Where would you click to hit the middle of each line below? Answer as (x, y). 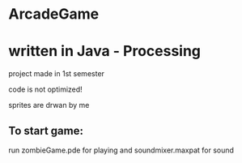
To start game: (46, 131)
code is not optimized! (45, 89)
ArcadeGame (54, 14)
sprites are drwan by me (49, 105)
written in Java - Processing (104, 51)
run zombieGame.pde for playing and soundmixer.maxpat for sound (121, 150)
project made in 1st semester (57, 74)
